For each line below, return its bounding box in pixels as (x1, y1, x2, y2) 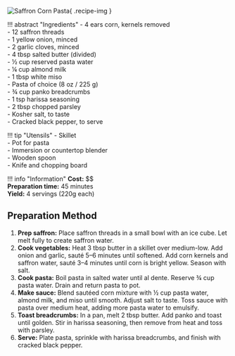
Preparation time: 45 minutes (7, 182, 94, 190)
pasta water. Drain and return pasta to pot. (17, 281, 141, 289)
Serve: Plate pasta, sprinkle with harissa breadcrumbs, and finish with (17, 333, 222, 341)
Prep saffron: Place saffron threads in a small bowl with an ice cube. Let (17, 229, 227, 237)
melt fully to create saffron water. (17, 236, 115, 244)
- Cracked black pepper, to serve (7, 117, 103, 126)
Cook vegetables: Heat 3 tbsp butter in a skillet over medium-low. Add (17, 243, 223, 252)
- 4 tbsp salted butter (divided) (7, 50, 97, 58)
